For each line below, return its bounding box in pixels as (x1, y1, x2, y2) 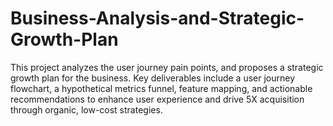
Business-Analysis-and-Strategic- (10, 7, 305, 30)
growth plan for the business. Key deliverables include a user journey (10, 72, 296, 84)
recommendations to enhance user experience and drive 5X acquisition (10, 93, 305, 105)
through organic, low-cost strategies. (10, 103, 163, 116)
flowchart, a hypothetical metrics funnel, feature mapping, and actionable (10, 82, 313, 94)
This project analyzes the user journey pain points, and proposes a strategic (10, 61, 324, 73)
